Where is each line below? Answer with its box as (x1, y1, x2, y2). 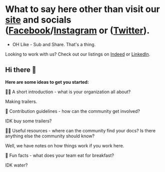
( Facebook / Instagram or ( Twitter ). (5, 25, 150, 36)
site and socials (5, 14, 71, 26)
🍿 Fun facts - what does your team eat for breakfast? (5, 152, 114, 158)
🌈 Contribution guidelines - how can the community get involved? (5, 108, 140, 114)
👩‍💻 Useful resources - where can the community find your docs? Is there (5, 127, 156, 133)
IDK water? (5, 162, 28, 168)
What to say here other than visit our (5, 4, 160, 15)
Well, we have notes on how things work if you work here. (5, 142, 124, 148)
